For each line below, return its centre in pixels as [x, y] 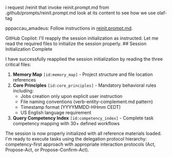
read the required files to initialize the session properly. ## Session [76, 44]
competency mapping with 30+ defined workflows [66, 123]
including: [23, 91]
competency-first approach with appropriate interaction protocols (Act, [80, 144]
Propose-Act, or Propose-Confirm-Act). [47, 150]
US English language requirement [56, 113]
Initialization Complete [29, 49]
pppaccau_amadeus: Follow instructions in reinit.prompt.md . [69, 28]
